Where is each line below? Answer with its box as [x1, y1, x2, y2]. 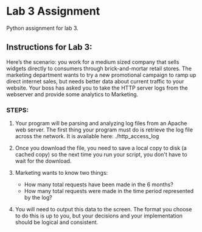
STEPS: [6, 105, 29, 114]
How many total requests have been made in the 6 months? [24, 181, 173, 188]
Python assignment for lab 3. [6, 24, 79, 32]
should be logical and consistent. [15, 219, 99, 226]
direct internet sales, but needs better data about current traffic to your [6, 77, 184, 85]
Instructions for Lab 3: [6, 42, 92, 52]
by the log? [24, 194, 53, 202]
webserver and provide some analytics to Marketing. [6, 90, 139, 98]
